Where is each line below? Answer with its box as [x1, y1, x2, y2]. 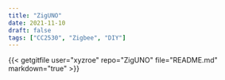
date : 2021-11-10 [8, 19, 66, 27]
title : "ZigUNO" [8, 11, 62, 20]
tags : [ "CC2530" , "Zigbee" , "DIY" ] [8, 33, 126, 42]
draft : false [8, 26, 52, 34]
